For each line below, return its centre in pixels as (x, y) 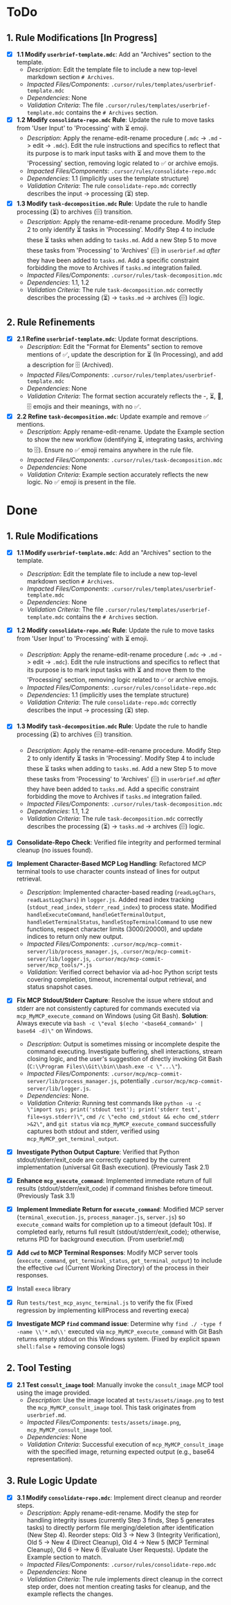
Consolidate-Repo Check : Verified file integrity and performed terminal (119, 842)
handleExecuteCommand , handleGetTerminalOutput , (96, 915)
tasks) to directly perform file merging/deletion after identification (120, 1527)
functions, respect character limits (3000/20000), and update (115, 929)
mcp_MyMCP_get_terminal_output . (73, 1138)
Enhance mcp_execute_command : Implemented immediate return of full (114, 1180)
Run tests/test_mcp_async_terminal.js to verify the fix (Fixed (104, 1302)
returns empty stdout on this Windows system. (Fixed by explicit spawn (118, 1339)
